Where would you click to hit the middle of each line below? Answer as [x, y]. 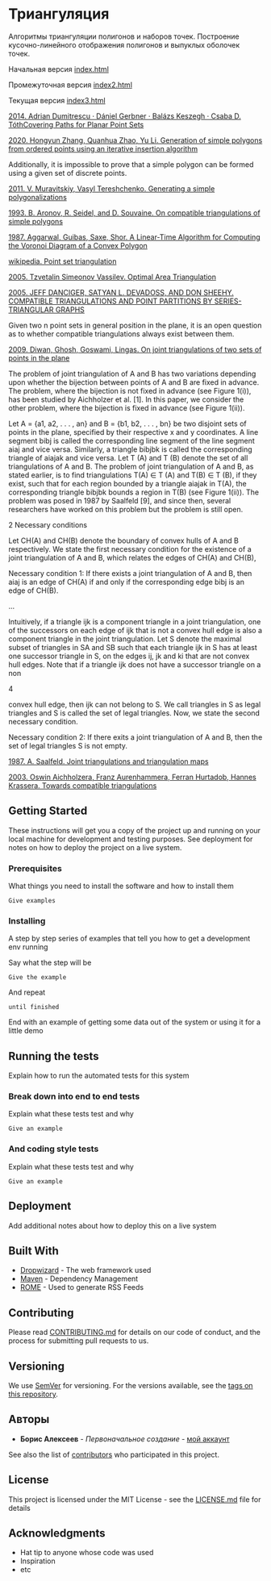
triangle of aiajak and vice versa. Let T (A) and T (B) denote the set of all [128, 457]
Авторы [29, 1419]
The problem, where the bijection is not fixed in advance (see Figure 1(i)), [130, 390]
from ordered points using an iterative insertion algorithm [103, 148]
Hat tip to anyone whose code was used [87, 1553]
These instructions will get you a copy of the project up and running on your [134, 830]
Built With [33, 1251]
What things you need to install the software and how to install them [121, 886]
